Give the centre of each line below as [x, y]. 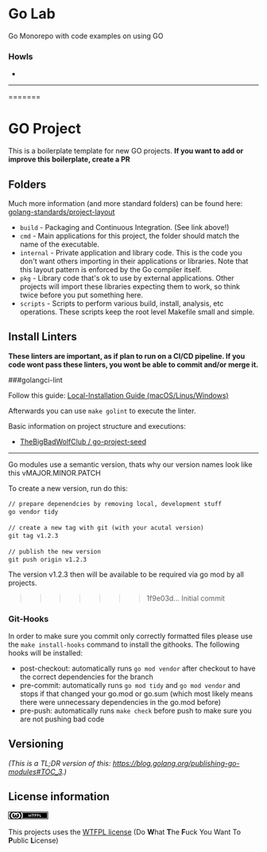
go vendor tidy [33, 512]
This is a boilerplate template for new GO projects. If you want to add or [126, 151]
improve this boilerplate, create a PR [70, 159]
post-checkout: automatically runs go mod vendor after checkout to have [137, 668]
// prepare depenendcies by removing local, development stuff [115, 504]
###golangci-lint [36, 379]
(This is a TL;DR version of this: [60, 763]
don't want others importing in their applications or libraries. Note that [134, 261]
